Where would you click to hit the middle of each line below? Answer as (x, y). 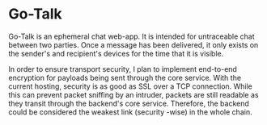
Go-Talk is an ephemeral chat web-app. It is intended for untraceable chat (131, 36)
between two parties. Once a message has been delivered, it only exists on (133, 44)
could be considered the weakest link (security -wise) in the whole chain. (130, 112)
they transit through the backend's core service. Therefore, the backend (129, 103)
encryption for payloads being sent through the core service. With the (125, 77)
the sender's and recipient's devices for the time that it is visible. (116, 53)
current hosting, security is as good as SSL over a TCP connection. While (131, 86)
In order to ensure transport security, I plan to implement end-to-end (123, 69)
